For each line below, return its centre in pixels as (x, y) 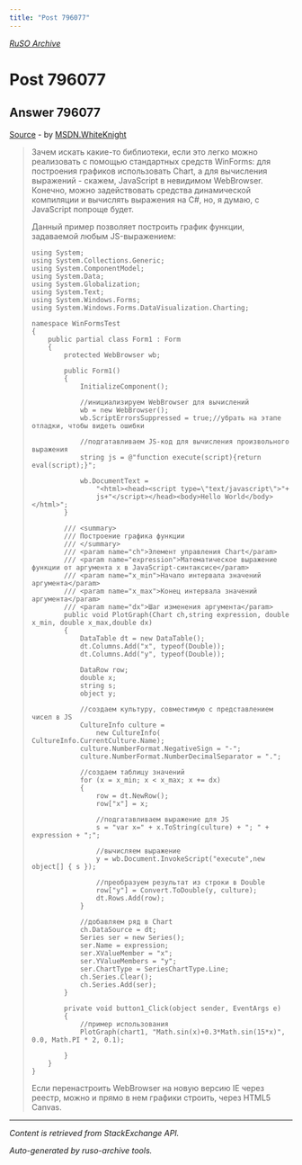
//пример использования (124, 1024)
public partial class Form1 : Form (115, 339)
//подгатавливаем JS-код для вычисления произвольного (184, 442)
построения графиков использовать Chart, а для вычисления (149, 171)
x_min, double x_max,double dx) (92, 623)
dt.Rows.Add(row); (130, 898)
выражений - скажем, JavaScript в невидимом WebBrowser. (147, 180)
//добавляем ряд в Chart (126, 922)
